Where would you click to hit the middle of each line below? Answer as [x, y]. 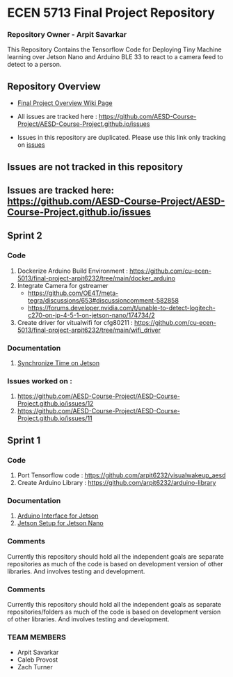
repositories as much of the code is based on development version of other [115, 564]
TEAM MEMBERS [37, 637]
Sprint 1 [24, 440]
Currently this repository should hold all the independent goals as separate [114, 604]
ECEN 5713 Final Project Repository [111, 13]
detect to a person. [34, 65]
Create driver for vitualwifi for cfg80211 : [75, 322]
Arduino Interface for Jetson [58, 516]
